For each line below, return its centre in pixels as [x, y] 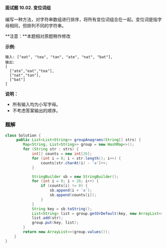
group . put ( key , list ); [55, 223]
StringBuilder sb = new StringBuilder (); [75, 177]
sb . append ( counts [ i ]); [73, 195]
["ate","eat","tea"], [32, 71]
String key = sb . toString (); [62, 209]
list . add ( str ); [47, 218]
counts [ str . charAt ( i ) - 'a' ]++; [74, 163]
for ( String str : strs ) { [51, 149]
